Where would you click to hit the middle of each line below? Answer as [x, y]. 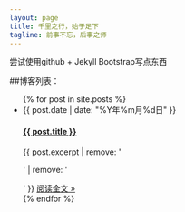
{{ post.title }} [49, 131]
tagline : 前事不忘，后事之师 [58, 35]
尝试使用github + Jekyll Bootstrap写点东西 [88, 62]
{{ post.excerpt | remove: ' [72, 152]
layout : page [34, 18]
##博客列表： [34, 81]
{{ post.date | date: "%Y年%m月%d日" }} [99, 110]
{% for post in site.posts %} [74, 99]
